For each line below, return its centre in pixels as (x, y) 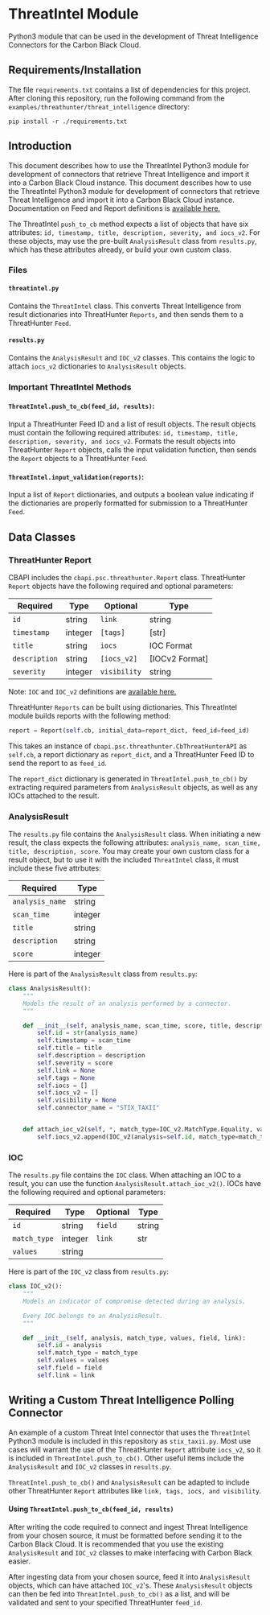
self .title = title (70, 1048)
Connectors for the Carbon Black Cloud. (75, 44)
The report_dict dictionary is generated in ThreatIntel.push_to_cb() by (128, 778)
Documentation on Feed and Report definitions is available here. (115, 208)
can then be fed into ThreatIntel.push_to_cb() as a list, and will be (119, 1593)
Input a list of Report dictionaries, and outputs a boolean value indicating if (131, 495)
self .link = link (66, 1375)
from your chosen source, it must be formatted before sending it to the (125, 1535)
